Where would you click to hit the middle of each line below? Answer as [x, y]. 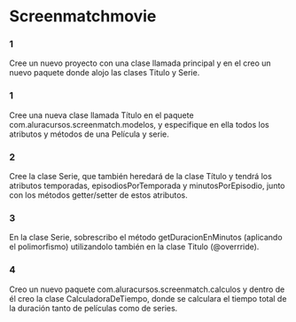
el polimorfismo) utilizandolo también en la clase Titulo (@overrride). [134, 247]
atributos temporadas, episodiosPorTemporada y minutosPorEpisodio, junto [147, 186]
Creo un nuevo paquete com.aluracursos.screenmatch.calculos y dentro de [147, 289]
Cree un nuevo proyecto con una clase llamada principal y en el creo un [140, 63]
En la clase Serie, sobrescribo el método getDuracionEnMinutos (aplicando [146, 238]
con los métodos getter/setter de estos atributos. [98, 195]
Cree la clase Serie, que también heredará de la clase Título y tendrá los [140, 177]
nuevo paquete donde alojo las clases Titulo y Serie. [105, 73]
